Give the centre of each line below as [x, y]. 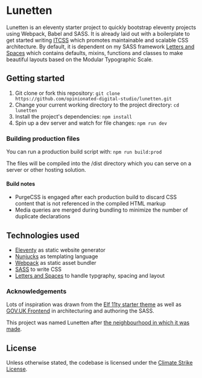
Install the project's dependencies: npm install [74, 116]
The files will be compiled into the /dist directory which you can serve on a [99, 163]
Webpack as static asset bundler [55, 263]
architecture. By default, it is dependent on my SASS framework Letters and [100, 47]
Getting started [36, 78]
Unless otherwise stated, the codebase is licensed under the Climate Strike [99, 363]
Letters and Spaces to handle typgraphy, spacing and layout [90, 276]
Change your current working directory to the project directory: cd [97, 105]
